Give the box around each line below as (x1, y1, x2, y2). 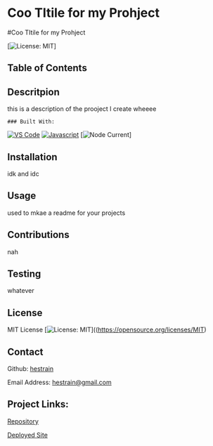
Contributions (7, 229, 70, 241)
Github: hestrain (7, 365, 54, 373)
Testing (7, 268, 41, 280)
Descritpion (7, 86, 60, 98)
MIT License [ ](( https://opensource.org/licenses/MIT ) (7, 325, 207, 334)
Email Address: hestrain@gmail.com (7, 378, 112, 387)
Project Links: (7, 398, 69, 410)
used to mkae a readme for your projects (7, 209, 126, 217)
